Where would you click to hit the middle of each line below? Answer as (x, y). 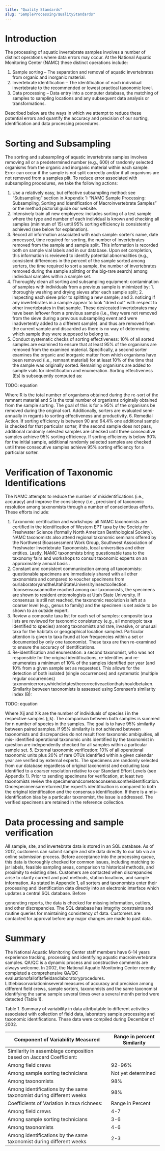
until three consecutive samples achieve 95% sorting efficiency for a (74, 447)
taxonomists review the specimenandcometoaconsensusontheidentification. (82, 781)
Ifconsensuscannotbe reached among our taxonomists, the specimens (83, 590)
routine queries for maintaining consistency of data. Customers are (73, 913)
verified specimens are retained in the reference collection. (65, 802)
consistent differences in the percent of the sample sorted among (79, 261)
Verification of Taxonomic (59, 472)
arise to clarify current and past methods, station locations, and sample (77, 878)
